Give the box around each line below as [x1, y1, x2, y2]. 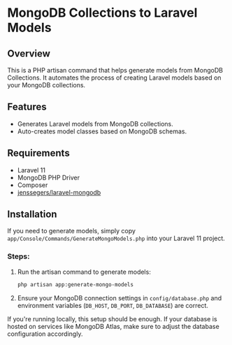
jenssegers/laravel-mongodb [17, 188, 101, 196]
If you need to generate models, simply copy [7, 227, 136, 235]
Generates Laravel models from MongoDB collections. [17, 119, 173, 128]
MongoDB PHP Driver [17, 173, 80, 182]
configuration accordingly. [7, 330, 83, 338]
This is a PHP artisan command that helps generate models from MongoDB [7, 66, 224, 74]
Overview [7, 47, 51, 59]
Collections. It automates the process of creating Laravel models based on [7, 73, 222, 82]
